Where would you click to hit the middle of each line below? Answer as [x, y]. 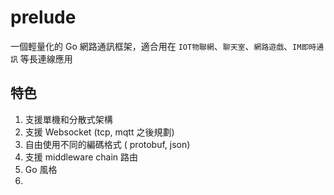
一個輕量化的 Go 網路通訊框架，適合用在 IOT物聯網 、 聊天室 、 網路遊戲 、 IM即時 [163, 46]
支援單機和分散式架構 [68, 119]
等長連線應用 [46, 58]
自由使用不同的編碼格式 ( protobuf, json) [107, 144]
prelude [43, 17]
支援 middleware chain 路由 [81, 157]
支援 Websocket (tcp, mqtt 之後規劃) [99, 132]
